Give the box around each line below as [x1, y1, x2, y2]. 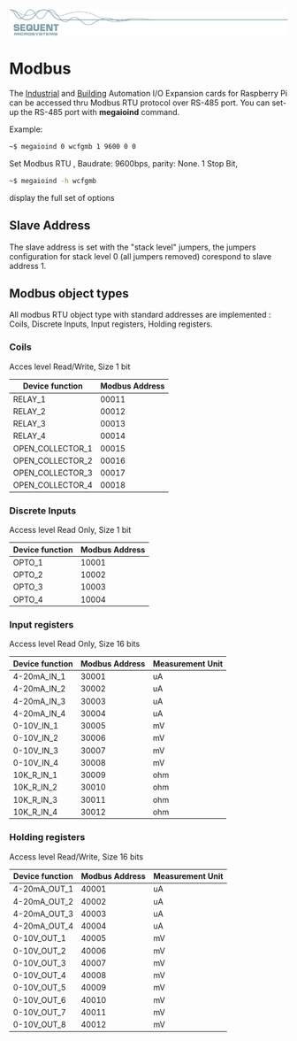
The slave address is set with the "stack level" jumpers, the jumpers [9, 242, 256, 252]
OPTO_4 [12, 594, 43, 605]
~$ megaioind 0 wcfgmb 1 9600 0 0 [9, 143, 137, 151]
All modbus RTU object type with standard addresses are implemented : [9, 310, 271, 320]
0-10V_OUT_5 [12, 983, 66, 993]
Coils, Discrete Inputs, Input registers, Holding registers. [9, 319, 214, 329]
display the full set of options [9, 192, 115, 203]
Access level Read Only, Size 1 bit [9, 525, 132, 536]
